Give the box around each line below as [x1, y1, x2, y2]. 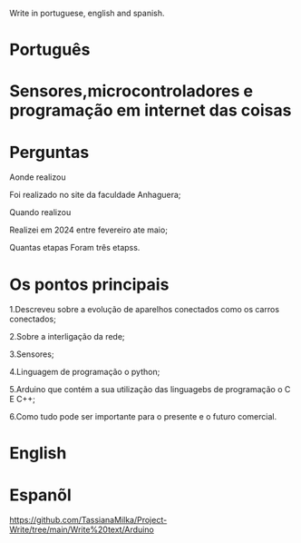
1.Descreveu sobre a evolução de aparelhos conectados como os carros [9, 304, 279, 315]
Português [9, 40, 91, 60]
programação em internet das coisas [9, 100, 292, 121]
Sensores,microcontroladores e [9, 81, 254, 102]
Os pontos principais [9, 274, 170, 294]
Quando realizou [9, 207, 72, 218]
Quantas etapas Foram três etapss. [9, 242, 141, 253]
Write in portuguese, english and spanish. [9, 8, 165, 18]
